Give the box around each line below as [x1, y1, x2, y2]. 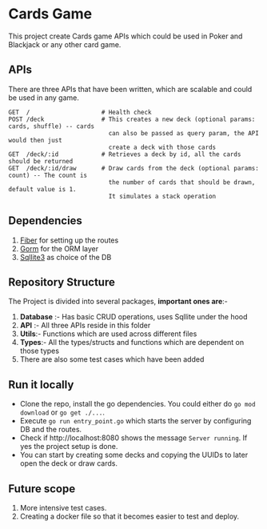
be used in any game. [8, 93, 80, 102]
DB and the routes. [19, 425, 82, 435]
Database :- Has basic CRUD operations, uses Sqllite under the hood [19, 312, 248, 322]
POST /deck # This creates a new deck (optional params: [8, 115, 256, 123]
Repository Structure [8, 275, 116, 289]
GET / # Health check [8, 108, 152, 116]
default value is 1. [8, 185, 78, 193]
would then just [8, 136, 62, 144]
